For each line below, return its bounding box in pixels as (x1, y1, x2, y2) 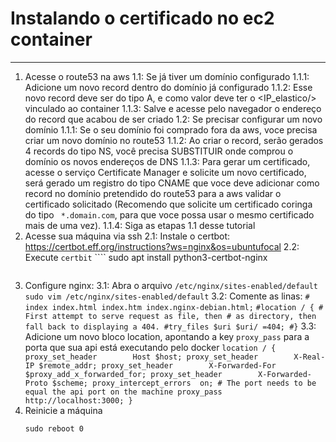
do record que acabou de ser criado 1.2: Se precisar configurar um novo (24, 113, 323, 125)
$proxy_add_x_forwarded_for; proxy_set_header (24, 369, 223, 379)
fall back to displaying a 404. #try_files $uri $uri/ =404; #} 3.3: (24, 320, 317, 332)
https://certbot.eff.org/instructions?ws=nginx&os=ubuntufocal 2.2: (24, 240, 300, 252)
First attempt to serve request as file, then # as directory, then (24, 311, 317, 321)
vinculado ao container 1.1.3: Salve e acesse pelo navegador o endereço (24, 102, 322, 114)
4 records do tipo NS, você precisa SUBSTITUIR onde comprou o (24, 145, 294, 157)
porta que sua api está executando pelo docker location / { (24, 341, 277, 353)
